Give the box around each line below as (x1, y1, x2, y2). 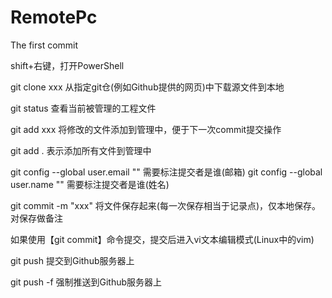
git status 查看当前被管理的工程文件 (10, 102, 157, 114)
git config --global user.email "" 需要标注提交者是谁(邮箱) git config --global (10, 166, 323, 178)
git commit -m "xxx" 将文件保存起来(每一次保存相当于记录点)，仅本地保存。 (10, 199, 322, 211)
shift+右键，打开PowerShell (10, 59, 125, 71)
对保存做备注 (10, 212, 63, 224)
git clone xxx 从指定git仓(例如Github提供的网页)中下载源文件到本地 (10, 81, 285, 93)
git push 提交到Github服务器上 (10, 254, 135, 266)
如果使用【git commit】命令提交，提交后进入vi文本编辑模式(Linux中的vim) (10, 233, 315, 245)
